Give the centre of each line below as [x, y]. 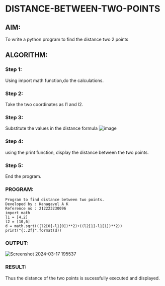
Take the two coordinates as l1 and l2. [44, 104]
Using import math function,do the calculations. [55, 80]
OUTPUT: [17, 243]
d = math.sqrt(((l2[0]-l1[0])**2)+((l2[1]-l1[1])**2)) [64, 226]
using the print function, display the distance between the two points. [77, 152]
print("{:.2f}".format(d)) [33, 231]
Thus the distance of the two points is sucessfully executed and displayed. [82, 278]
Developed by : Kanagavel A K [37, 204]
